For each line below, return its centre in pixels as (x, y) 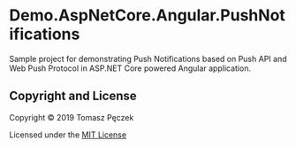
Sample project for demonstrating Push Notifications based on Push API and (148, 58)
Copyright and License (73, 96)
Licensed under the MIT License (68, 135)
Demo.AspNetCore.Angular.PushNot (147, 16)
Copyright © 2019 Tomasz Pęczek (72, 117)
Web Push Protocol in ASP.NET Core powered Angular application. (130, 68)
